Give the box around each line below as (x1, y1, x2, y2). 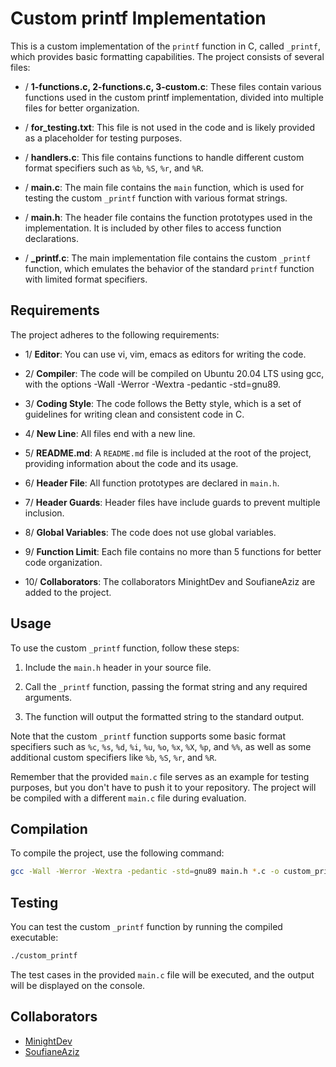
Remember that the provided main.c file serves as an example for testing (10, 770, 310, 782)
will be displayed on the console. (10, 979, 146, 991)
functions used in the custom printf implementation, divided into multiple (24, 91, 324, 103)
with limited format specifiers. (24, 273, 148, 285)
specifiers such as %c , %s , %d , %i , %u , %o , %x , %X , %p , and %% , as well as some (10, 740, 312, 752)
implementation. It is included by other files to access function (24, 222, 282, 234)
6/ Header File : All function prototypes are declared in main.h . (24, 477, 280, 489)
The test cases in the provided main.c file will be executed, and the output (10, 968, 315, 981)
